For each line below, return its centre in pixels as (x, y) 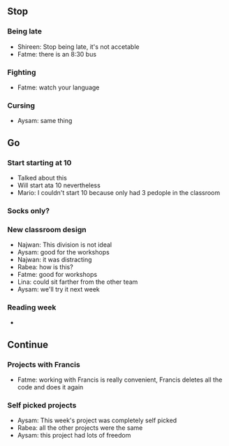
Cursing (21, 106)
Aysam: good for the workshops (63, 252)
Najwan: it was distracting (54, 260)
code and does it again (50, 387)
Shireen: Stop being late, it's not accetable (78, 46)
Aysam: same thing (45, 121)
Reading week (32, 308)
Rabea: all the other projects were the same (80, 428)
